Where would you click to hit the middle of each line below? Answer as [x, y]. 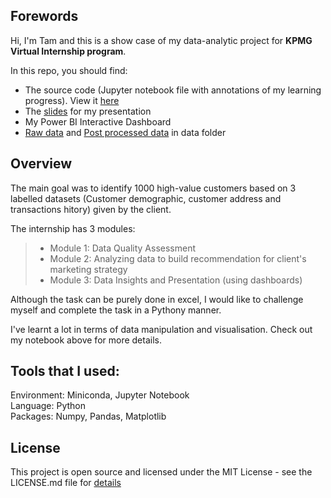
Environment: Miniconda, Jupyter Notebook [100, 395]
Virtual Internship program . [68, 51]
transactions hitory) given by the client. [91, 209]
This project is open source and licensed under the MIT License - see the [161, 472]
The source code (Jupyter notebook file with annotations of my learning [173, 90]
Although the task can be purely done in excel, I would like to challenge [157, 299]
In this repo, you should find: [69, 70]
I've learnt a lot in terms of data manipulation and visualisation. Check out [161, 329]
